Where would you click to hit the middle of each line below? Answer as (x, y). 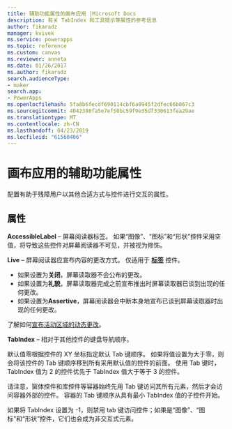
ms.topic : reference (37, 46)
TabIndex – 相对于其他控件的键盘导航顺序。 (70, 339)
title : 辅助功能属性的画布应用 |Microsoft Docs (72, 14)
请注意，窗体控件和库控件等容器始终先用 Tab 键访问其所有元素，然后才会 (112, 386)
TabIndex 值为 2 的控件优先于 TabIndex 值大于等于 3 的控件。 (95, 371)
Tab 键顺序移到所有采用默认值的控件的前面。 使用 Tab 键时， (133, 363)
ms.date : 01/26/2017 (37, 66)
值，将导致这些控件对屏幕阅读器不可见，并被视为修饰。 (86, 245)
